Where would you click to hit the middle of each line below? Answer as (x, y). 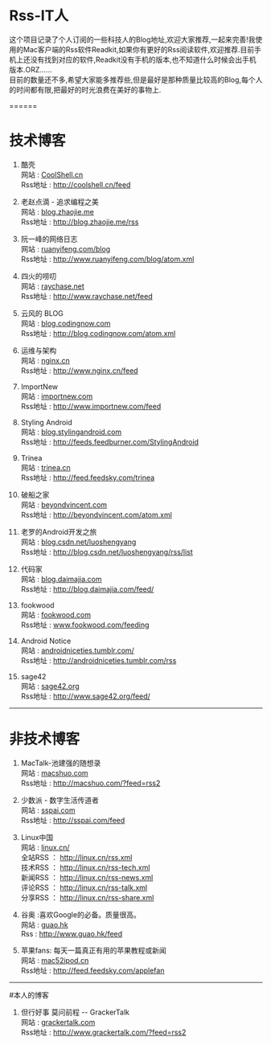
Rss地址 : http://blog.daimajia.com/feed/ (87, 589)
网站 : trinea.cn (45, 467)
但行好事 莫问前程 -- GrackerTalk (75, 1012)
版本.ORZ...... (31, 69)
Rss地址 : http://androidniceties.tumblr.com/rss (99, 660)
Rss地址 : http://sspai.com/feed (73, 820)
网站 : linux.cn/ (45, 847)
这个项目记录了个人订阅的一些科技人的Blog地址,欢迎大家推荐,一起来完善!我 (132, 39)
